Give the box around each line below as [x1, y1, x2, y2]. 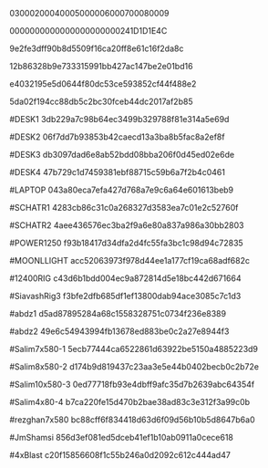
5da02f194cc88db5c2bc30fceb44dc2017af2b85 [9, 96, 193, 107]
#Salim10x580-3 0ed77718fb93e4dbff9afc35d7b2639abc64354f [9, 379, 255, 390]
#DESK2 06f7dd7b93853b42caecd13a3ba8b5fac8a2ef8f [9, 131, 225, 142]
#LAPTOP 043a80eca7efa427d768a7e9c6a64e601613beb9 [9, 184, 234, 195]
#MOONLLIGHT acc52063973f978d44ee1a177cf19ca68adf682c [9, 255, 251, 265]
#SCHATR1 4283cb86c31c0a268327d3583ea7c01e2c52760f [9, 203, 239, 213]
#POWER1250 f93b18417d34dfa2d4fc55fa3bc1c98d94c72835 [9, 237, 243, 248]
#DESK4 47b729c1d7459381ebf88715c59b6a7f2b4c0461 [9, 167, 226, 177]
